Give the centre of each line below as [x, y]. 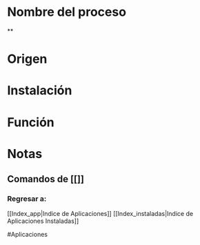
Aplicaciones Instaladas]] [43, 221]
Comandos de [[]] [46, 179]
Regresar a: [27, 199]
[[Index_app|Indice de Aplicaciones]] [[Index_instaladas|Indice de [100, 214]
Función [31, 122]
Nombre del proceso [67, 12]
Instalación [40, 91]
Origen [27, 59]
